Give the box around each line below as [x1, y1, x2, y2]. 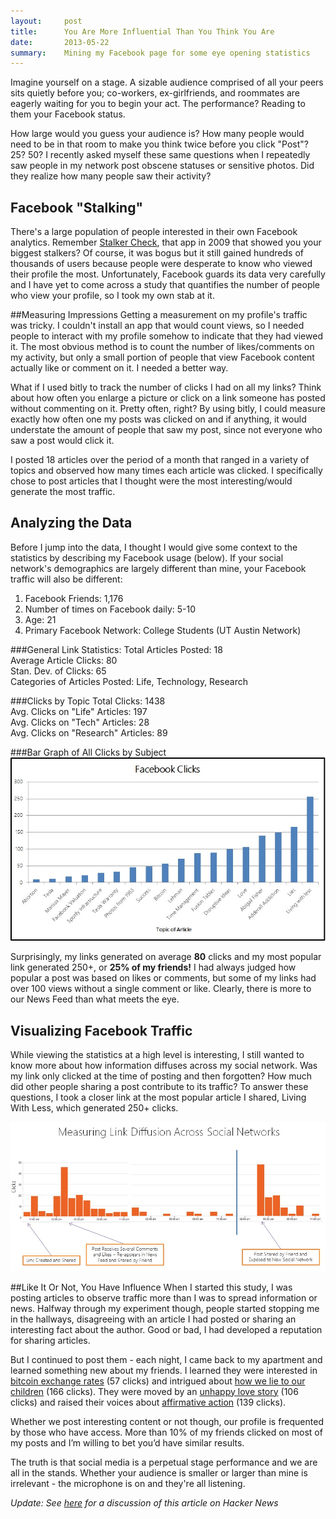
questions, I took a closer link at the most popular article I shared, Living [10, 1091, 307, 1104]
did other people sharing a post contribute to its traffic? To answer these [10, 1081, 309, 1093]
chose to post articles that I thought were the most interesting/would [10, 475, 293, 487]
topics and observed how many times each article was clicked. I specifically [10, 465, 323, 477]
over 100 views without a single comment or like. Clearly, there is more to [10, 983, 312, 995]
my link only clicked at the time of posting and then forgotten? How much [10, 1070, 312, 1082]
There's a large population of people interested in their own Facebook [10, 226, 298, 238]
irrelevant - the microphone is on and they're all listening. [10, 1477, 246, 1489]
